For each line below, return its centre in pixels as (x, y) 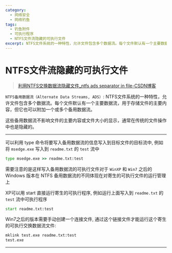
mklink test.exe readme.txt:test (41, 236)
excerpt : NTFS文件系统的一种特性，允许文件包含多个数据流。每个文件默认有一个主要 (83, 44)
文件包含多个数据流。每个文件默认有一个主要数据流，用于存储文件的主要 (86, 103)
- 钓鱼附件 (20, 29)
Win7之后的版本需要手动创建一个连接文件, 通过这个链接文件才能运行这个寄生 (86, 219)
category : (16, 10)
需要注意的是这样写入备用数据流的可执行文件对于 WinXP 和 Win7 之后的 (79, 169)
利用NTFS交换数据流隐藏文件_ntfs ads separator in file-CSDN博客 (87, 86)
